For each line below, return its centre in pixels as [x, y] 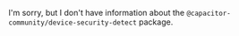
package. [156, 22]
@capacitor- [209, 13]
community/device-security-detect [73, 23]
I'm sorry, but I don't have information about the [97, 13]
